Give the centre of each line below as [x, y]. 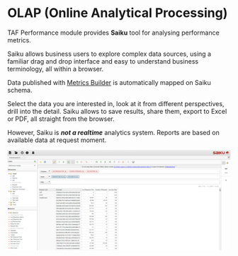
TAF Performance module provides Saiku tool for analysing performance [113, 33]
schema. [20, 90]
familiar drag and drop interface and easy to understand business [103, 61]
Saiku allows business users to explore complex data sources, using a [109, 54]
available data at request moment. [57, 140]
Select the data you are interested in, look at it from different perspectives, [116, 103]
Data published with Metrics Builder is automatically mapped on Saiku [109, 82]
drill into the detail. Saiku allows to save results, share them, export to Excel [117, 111]
